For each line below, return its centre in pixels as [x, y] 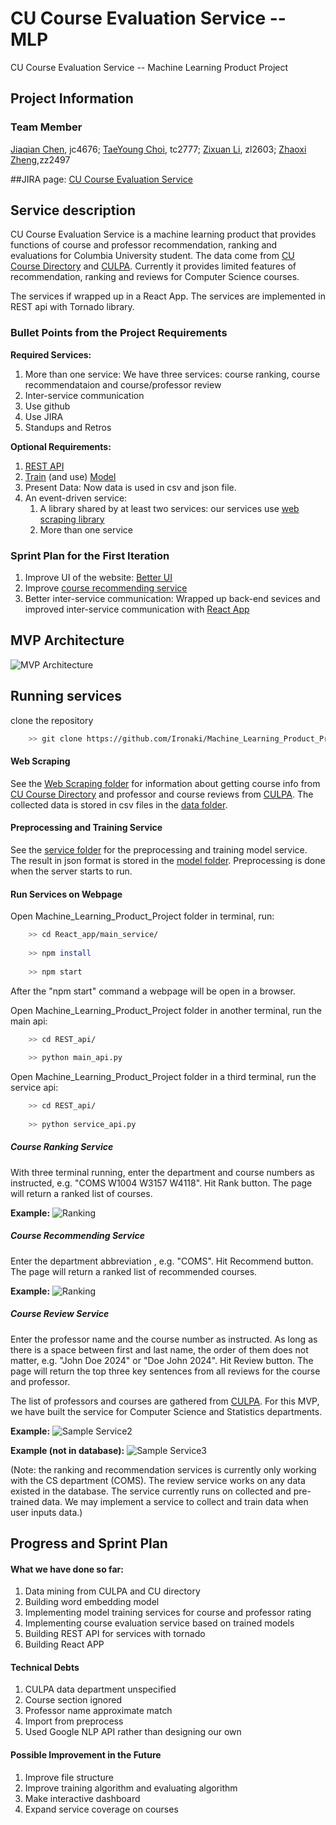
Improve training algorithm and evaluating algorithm [131, 1788]
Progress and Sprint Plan [89, 1543]
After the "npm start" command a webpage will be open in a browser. [153, 991]
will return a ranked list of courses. [81, 1193]
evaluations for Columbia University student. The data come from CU [152, 256]
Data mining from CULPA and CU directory [112, 1591]
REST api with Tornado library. [72, 307]
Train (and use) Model [70, 476]
